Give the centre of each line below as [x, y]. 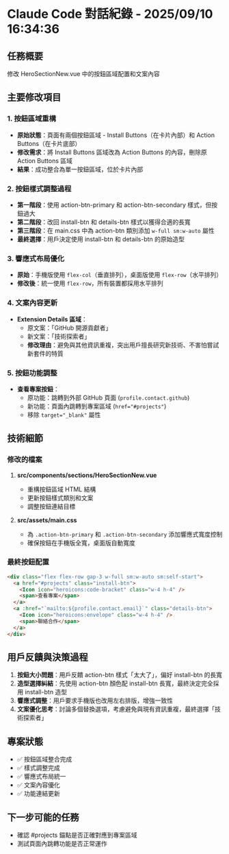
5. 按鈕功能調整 [32, 373]
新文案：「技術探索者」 [59, 336]
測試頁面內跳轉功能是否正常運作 [62, 844]
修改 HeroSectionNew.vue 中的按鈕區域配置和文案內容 [83, 74]
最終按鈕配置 [28, 562]
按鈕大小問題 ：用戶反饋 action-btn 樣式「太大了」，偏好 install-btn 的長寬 [120, 675]
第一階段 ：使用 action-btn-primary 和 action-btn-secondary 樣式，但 [114, 205]
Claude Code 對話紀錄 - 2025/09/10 [110, 14]
